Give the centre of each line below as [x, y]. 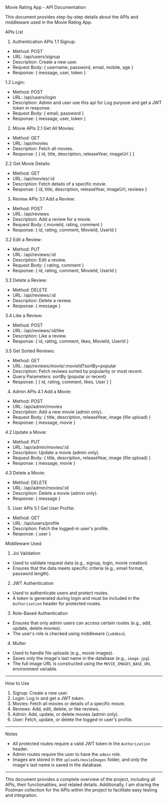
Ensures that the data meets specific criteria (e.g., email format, [78, 568]
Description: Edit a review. [39, 260]
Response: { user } [31, 534]
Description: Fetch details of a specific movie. [59, 184]
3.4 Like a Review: [24, 315]
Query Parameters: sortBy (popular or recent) [59, 376]
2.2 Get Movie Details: [28, 164]
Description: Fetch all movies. [43, 149]
